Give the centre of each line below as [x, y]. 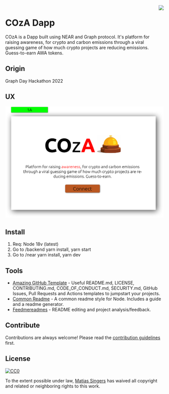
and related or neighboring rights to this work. [53, 386]
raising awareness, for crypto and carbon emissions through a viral [75, 42]
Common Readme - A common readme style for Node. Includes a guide [87, 299]
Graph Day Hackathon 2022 [34, 81]
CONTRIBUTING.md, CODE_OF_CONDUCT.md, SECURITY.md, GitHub [85, 288]
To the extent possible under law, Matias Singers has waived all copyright [81, 380]
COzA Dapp [30, 23]
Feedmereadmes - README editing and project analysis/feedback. [82, 310]
